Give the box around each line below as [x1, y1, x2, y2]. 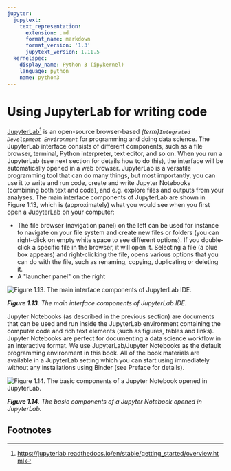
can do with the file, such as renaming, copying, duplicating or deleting [16, 257, 219, 265]
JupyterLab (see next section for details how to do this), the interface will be [7, 156, 223, 165]
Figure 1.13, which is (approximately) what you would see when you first [7, 200, 210, 208]
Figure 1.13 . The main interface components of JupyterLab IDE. [7, 298, 187, 307]
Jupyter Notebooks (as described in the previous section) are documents [7, 312, 215, 320]
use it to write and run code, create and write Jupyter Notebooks [7, 178, 191, 186]
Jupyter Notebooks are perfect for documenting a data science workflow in [7, 334, 221, 342]
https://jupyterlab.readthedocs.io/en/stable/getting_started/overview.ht [16, 449, 219, 457]
